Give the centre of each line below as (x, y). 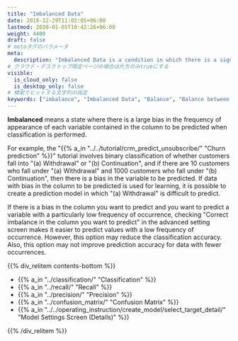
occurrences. (27, 252)
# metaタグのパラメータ (38, 47)
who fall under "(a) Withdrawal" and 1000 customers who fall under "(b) (112, 171)
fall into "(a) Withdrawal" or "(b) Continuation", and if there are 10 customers (119, 163)
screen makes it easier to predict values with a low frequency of (101, 230)
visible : (20, 73)
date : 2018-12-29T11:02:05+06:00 (57, 21)
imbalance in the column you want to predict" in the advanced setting (109, 222)
